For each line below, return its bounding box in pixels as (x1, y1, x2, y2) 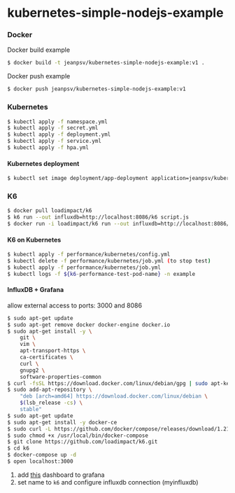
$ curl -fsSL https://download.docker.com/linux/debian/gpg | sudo (7, 380, 208, 387)
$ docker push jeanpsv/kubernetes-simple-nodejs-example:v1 (7, 85, 187, 92)
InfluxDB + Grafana (7, 286, 64, 294)
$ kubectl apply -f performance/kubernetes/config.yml (7, 251, 171, 258)
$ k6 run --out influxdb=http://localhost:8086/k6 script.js (7, 214, 190, 221)
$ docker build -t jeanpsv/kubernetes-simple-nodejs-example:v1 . (7, 60, 205, 67)
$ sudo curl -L (7, 425, 52, 432)
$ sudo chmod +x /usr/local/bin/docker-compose (7, 432, 149, 439)
